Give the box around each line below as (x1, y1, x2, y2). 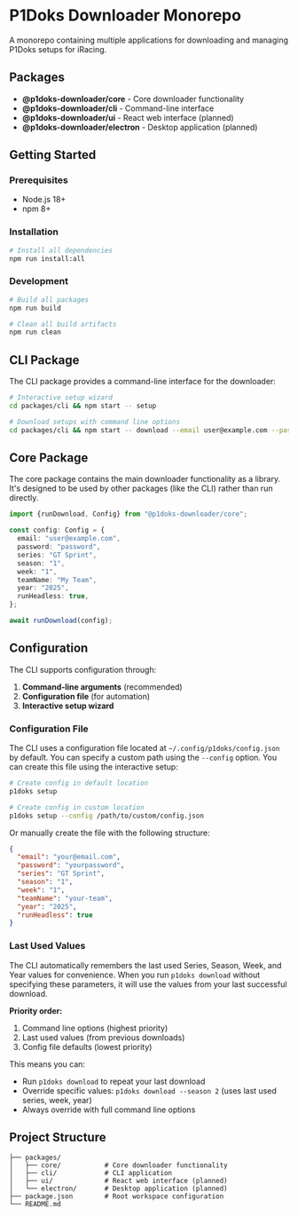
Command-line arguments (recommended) (21, 681, 184, 692)
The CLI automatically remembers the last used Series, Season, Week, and (9, 959, 282, 970)
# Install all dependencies (9, 246, 114, 255)
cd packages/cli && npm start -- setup (9, 401, 157, 410)
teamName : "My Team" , (17, 575, 98, 584)
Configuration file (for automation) (21, 691, 151, 701)
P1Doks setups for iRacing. (9, 43, 107, 54)
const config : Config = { (9, 525, 105, 535)
